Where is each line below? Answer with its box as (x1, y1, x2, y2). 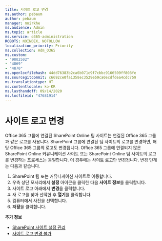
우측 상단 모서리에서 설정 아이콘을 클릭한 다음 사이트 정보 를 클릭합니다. (12, 180, 146, 185)
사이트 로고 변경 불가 (12, 231, 52, 237)
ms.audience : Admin (5, 25, 45, 30)
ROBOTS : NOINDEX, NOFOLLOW (5, 39, 60, 44)
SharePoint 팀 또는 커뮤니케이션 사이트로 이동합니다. (12, 173, 113, 179)
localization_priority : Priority (5, 43, 73, 48)
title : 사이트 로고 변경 (5, 7, 49, 12)
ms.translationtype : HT (5, 79, 54, 84)
